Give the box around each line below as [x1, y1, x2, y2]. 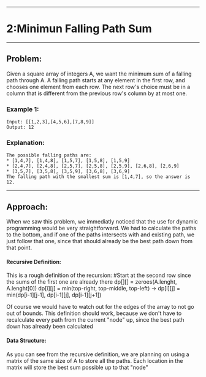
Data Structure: [6, 336, 47, 344]
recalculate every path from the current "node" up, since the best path [6, 316, 185, 324]
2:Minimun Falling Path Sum [6, 22, 152, 36]
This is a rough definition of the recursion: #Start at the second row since [6, 271, 191, 279]
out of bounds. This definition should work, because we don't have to [6, 309, 182, 317]
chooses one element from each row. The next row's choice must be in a [6, 83, 191, 90]
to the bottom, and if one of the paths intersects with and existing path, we [6, 231, 195, 238]
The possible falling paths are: [6, 152, 92, 158]
